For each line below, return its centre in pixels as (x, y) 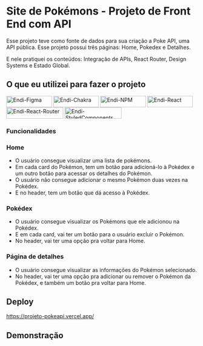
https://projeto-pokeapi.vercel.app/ (50, 316)
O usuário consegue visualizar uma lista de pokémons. (83, 160)
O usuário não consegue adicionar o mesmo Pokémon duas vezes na (101, 179)
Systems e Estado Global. (38, 65)
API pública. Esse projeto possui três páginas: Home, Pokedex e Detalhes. (98, 47)
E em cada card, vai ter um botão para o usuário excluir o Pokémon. (100, 235)
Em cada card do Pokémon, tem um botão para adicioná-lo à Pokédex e (105, 167)
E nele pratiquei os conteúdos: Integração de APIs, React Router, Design (96, 59)
